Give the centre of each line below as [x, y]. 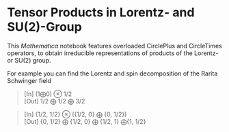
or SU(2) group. [29, 60]
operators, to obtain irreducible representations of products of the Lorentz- [113, 53]
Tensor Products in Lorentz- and [101, 13]
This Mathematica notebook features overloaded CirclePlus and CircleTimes [114, 46]
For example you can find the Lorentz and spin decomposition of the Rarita [112, 73]
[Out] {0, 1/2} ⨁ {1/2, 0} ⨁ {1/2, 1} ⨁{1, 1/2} [85, 121]
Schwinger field [29, 80]
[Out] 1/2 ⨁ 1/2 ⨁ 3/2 [54, 101]
